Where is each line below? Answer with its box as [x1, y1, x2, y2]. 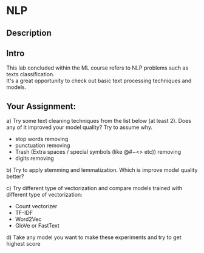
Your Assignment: [6, 101, 76, 111]
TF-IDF [15, 209, 33, 217]
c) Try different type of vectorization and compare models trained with [6, 185, 183, 192]
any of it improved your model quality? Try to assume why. [6, 123, 153, 131]
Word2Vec [15, 215, 42, 223]
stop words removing [15, 136, 69, 143]
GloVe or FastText [15, 222, 59, 229]
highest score [6, 240, 41, 248]
